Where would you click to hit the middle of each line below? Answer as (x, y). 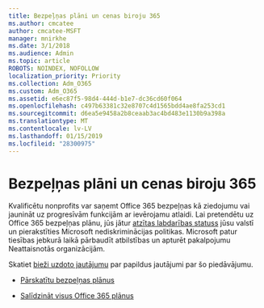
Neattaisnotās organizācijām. (57, 249)
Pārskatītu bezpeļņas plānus (67, 281)
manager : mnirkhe (38, 38)
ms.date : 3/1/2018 (39, 46)
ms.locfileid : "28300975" (52, 143)
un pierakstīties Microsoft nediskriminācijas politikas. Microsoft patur (123, 232)
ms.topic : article (39, 61)
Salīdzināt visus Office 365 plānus (77, 296)
